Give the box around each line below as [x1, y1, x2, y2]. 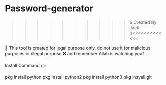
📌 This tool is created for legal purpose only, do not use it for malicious [5, 45, 151, 51]
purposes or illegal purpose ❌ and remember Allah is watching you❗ [5, 50, 144, 56]
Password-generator [5, 3, 93, 14]
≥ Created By [129, 19, 157, 25]
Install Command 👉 [5, 62, 46, 68]
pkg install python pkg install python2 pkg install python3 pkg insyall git [5, 74, 152, 80]
